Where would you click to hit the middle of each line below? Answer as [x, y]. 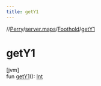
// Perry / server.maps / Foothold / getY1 [50, 29]
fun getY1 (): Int [25, 76]
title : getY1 [23, 12]
